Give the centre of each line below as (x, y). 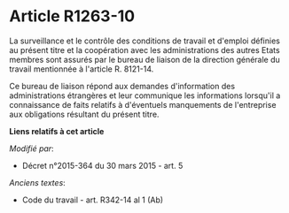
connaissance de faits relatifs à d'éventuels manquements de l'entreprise (143, 104)
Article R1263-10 (72, 16)
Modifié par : (32, 148)
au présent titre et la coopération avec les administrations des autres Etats (145, 49)
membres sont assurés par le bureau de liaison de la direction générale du (145, 59)
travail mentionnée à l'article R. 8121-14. (82, 69)
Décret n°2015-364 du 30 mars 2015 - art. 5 (102, 165)
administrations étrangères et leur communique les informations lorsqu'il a (145, 95)
